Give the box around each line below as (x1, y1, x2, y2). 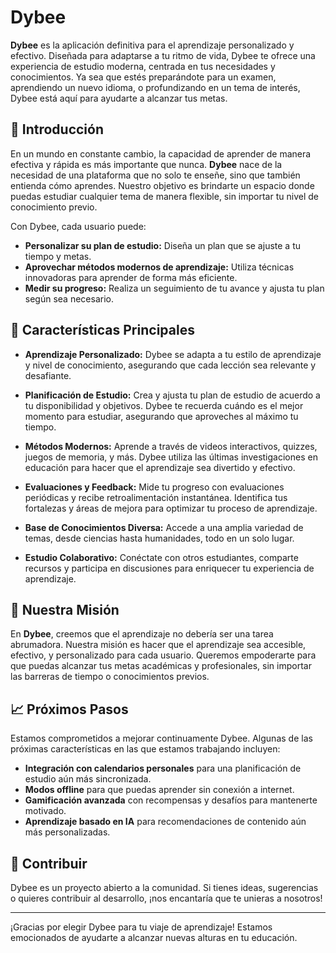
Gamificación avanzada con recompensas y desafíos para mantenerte (24, 794, 318, 806)
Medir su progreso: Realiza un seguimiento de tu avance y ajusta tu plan (24, 282, 325, 294)
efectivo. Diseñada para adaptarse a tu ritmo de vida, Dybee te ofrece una (10, 49, 316, 61)
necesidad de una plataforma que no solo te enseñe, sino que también (10, 169, 301, 181)
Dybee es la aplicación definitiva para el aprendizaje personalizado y (10, 39, 295, 51)
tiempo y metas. (24, 250, 92, 262)
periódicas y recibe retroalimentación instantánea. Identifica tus (24, 491, 288, 503)
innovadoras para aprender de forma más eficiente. (24, 271, 238, 283)
